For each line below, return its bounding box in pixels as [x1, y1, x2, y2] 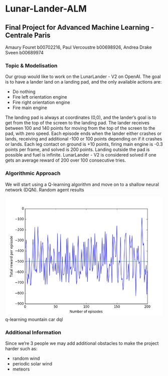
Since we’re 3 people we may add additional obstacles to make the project [5, 340, 159, 346]
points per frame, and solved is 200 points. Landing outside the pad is [5, 146, 150, 153]
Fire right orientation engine [12, 99, 70, 106]
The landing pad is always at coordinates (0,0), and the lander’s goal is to [5, 114, 156, 121]
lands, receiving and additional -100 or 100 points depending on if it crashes [5, 136, 162, 142]
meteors [12, 366, 30, 372]
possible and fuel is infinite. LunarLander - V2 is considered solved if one [5, 152, 156, 158]
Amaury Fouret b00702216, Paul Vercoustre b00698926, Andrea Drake [5, 44, 152, 50]
